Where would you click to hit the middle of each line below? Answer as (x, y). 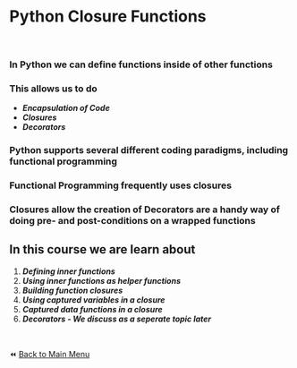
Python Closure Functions (108, 17)
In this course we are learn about (102, 249)
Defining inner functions (69, 271)
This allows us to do (53, 89)
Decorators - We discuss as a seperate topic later (117, 319)
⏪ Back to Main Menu (50, 354)
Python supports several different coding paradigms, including (149, 150)
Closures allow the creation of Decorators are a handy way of (144, 210)
